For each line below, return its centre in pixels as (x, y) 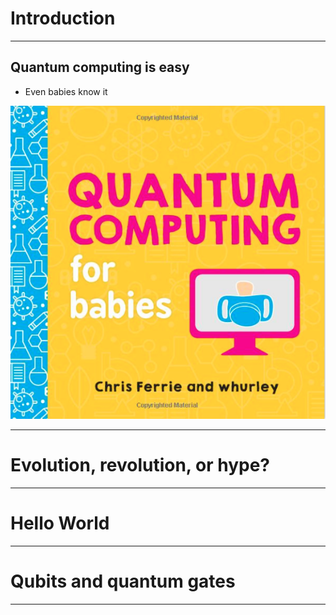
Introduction (63, 18)
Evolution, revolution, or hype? (140, 465)
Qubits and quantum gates (123, 581)
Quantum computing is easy (100, 67)
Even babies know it (66, 91)
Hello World (60, 523)
